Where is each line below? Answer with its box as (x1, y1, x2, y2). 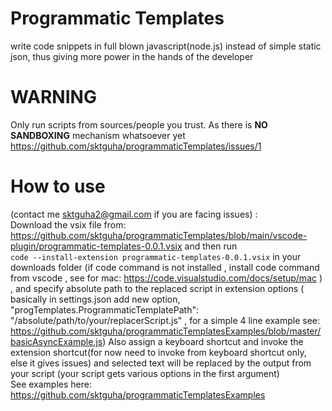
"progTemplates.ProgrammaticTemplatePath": (10, 303, 199, 316)
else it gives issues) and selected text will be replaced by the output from (10, 357, 312, 369)
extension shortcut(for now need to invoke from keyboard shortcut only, (10, 346, 307, 358)
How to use (10, 175, 106, 198)
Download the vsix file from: (10, 218, 127, 231)
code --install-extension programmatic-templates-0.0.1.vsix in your (10, 250, 302, 262)
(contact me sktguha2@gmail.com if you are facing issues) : (10, 208, 258, 220)
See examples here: (10, 378, 92, 390)
